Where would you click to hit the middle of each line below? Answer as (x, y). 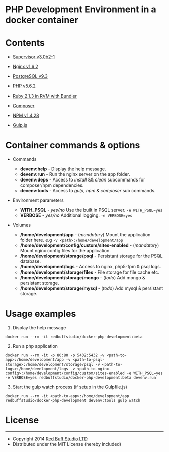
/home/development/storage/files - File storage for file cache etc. (90, 272)
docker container (42, 20)
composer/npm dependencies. (52, 185)
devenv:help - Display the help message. (63, 169)
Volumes (22, 225)
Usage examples (41, 314)
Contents (25, 43)
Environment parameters (38, 200)
